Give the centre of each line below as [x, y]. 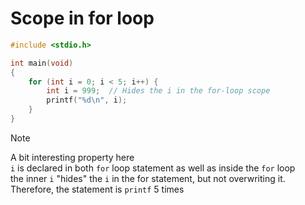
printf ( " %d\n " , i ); [87, 100]
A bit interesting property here [72, 157]
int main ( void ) [42, 63]
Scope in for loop [82, 18]
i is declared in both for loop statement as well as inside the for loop [153, 168]
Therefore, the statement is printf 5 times [97, 189]
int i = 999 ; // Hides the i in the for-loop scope [158, 91]
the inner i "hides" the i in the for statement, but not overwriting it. [148, 178]
